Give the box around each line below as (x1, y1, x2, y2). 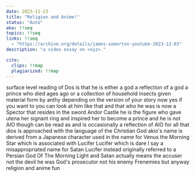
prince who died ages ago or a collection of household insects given (6, 90, 172, 97)
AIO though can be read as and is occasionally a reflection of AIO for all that (6, 121, 190, 129)
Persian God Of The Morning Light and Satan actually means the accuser (6, 152, 183, 159)
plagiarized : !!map (11, 68, 59, 74)
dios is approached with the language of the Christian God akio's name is (6, 127, 183, 134)
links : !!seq (6, 36, 38, 41)
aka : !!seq (6, 25, 33, 31)
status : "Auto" (6, 19, 43, 25)
